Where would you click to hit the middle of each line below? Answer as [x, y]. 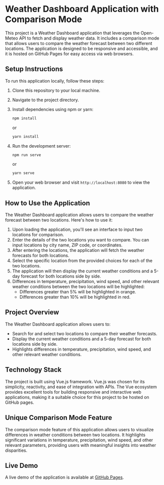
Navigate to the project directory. [46, 100]
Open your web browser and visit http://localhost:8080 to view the [81, 182]
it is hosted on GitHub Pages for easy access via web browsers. [69, 54]
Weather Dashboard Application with [82, 9]
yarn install [25, 136]
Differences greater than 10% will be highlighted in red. [75, 297]
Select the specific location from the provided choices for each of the [82, 261]
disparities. [16, 450]
